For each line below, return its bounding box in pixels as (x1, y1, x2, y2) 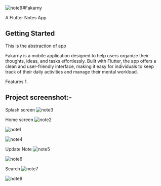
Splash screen (5, 106, 35, 113)
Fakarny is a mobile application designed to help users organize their (5, 52, 149, 58)
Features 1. (5, 79, 28, 85)
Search (5, 165, 20, 172)
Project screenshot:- (5, 93, 72, 102)
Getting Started (5, 29, 55, 38)
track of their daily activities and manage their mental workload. (5, 68, 138, 75)
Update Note (5, 146, 32, 152)
